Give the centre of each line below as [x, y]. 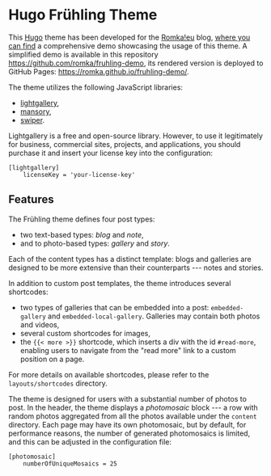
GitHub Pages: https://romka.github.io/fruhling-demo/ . [99, 71]
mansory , [36, 112]
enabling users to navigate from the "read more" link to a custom [128, 350]
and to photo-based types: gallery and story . [95, 243]
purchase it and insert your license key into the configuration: [110, 153]
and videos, [40, 324]
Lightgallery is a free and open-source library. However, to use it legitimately [135, 136]
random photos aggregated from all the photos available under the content [133, 416]
